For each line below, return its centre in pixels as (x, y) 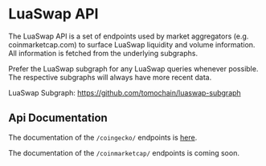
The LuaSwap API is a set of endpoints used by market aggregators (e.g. (129, 36)
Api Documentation (58, 118)
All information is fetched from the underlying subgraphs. (103, 53)
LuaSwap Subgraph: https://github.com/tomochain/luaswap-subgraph (125, 92)
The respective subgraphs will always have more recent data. (110, 77)
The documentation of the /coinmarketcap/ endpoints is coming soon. (124, 152)
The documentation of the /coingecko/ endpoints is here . (103, 137)
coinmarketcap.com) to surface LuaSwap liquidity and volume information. (132, 44)
